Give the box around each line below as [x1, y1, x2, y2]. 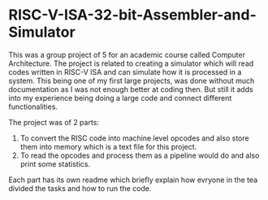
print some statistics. [19, 159, 91, 168]
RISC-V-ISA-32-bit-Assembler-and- [8, 6, 257, 24]
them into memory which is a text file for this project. [19, 141, 197, 151]
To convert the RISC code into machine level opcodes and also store [19, 133, 249, 143]
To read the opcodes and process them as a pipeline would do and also [19, 150, 260, 160]
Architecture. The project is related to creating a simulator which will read [8, 59, 254, 68]
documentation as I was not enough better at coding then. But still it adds [8, 84, 253, 94]
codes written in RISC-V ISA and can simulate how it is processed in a [8, 67, 242, 76]
